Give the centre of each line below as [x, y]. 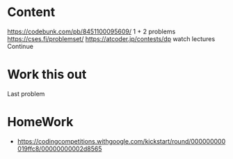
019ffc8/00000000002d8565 [59, 149]
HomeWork [40, 122]
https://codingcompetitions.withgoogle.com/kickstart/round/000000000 [121, 141]
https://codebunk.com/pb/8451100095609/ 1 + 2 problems [91, 31]
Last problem [26, 93]
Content [31, 12]
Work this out [47, 75]
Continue [20, 46]
